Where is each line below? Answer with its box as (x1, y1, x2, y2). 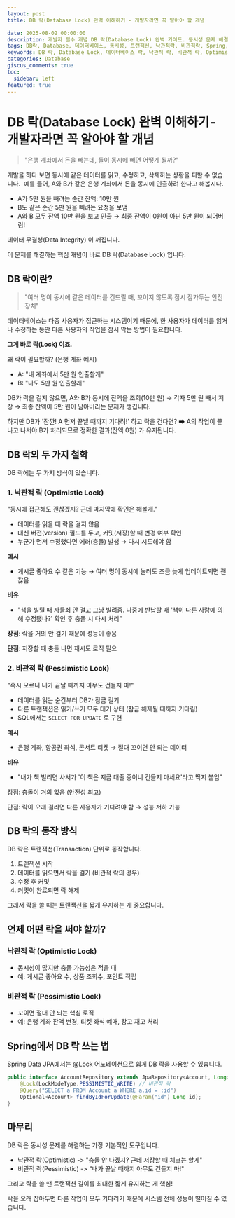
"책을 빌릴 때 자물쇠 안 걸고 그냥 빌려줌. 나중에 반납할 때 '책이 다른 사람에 (17, 605, 216, 614)
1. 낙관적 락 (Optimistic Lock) (7, 488, 104, 498)
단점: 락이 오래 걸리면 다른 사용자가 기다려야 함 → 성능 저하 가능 (7, 802, 180, 811)
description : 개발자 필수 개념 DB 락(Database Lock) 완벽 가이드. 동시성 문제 (7, 36, 216, 43)
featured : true (7, 81, 52, 88)
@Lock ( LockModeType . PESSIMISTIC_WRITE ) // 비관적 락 (20, 1081, 171, 1088)
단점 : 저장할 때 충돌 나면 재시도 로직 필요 (7, 644, 117, 652)
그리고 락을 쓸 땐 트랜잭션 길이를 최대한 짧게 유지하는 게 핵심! (7, 1179, 173, 1188)
